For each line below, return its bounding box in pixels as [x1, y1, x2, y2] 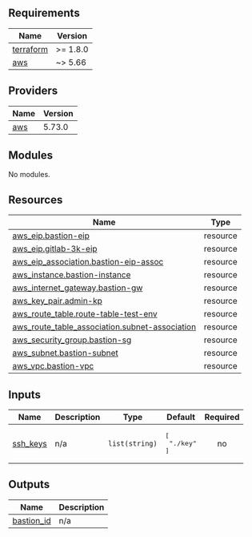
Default [166, 412, 196, 423]
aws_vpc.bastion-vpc [12, 361, 94, 372]
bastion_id [12, 515, 52, 526]
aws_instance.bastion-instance [12, 269, 131, 281]
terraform [12, 43, 49, 55]
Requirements [8, 6, 80, 20]
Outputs [8, 478, 50, 491]
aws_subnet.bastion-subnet [12, 348, 118, 359]
